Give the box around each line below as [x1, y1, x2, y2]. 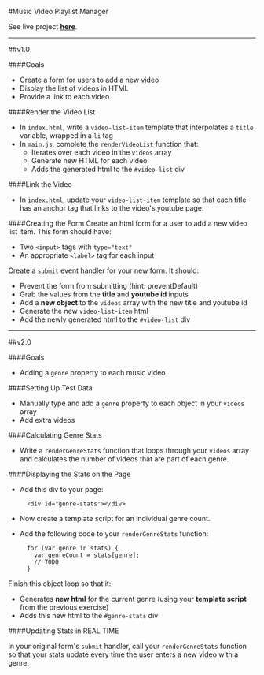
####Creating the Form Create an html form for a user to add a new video [8, 218, 247, 228]
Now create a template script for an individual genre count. [19, 514, 211, 523]
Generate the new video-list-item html [19, 307, 148, 315]
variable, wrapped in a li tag [19, 131, 114, 140]
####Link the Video [8, 180, 72, 188]
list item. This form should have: [8, 227, 112, 236]
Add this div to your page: [19, 485, 104, 494]
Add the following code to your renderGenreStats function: [19, 529, 209, 539]
